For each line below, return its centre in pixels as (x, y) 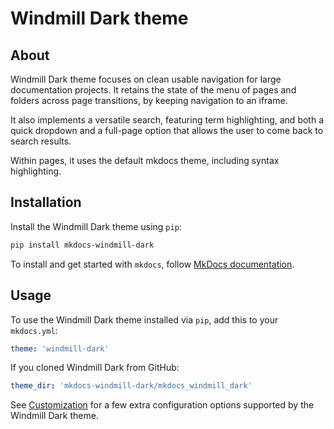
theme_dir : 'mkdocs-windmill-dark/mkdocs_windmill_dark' (131, 386)
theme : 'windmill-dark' (60, 348)
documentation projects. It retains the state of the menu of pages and (153, 90)
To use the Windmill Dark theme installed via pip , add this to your (144, 319)
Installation (46, 202)
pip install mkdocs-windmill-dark (82, 245)
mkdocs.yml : (34, 330)
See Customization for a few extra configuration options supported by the (162, 405)
